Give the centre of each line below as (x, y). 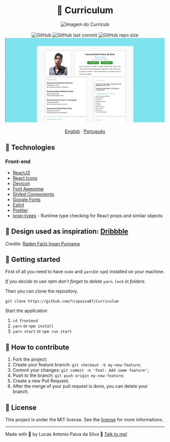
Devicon (21, 183)
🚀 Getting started (33, 260)
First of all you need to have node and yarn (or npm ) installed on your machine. (85, 272)
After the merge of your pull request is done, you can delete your (80, 386)
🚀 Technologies (30, 147)
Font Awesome (28, 188)
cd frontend (25, 321)
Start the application (26, 311)
